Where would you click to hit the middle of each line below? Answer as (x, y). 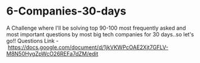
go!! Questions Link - (33, 41)
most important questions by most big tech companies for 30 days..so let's (100, 34)
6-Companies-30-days (66, 11)
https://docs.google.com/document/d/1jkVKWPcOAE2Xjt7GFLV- (88, 47)
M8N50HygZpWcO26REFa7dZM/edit (52, 53)
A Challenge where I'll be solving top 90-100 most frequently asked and (96, 28)
